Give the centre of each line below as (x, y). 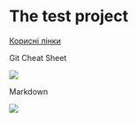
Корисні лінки (35, 41)
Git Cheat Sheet (38, 57)
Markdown (29, 91)
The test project (69, 16)
